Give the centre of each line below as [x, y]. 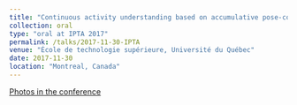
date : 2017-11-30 [41, 58]
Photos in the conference [55, 91]
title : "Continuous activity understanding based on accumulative [134, 17]
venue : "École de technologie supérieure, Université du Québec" [132, 50]
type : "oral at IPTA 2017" [59, 34]
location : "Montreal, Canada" [65, 67]
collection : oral [41, 26]
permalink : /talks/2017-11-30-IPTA [75, 42]
